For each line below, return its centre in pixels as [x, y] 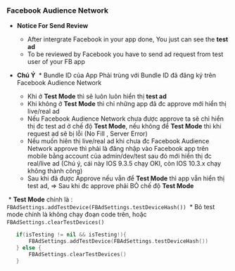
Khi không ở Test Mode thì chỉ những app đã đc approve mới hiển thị [127, 104]
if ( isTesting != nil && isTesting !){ [71, 235]
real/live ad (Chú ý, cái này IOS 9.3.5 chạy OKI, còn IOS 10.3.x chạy [124, 164]
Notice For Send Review [52, 26]
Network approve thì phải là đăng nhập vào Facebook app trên [118, 149]
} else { [28, 248]
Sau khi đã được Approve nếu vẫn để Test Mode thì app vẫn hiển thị [126, 178]
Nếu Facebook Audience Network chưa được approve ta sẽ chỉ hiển [126, 119]
